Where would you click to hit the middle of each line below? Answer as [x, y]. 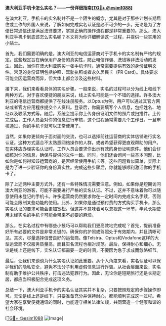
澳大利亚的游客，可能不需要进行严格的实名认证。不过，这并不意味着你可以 [81, 190]
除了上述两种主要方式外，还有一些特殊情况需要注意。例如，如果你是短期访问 [83, 184]
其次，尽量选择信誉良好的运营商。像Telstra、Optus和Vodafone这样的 [84, 238]
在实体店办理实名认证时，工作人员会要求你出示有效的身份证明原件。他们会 [81, 149]
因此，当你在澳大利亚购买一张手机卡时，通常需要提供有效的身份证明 [83, 66]
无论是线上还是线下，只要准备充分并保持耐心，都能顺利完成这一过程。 [85, 296]
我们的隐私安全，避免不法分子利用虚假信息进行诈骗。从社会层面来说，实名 [85, 267]
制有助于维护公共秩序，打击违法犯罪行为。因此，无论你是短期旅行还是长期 [81, 273]
